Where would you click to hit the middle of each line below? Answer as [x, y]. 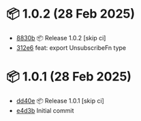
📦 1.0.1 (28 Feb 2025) [69, 77]
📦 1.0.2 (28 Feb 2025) [71, 14]
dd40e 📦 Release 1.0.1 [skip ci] [60, 100]
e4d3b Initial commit [45, 110]
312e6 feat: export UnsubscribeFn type [71, 48]
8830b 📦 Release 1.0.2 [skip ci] [61, 38]
